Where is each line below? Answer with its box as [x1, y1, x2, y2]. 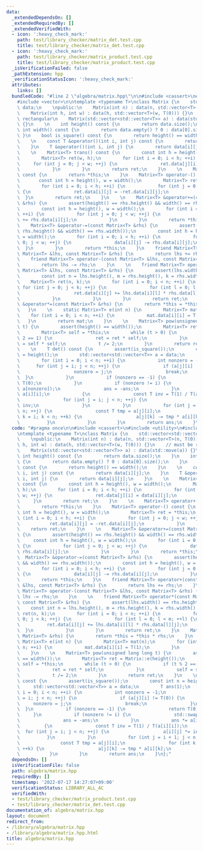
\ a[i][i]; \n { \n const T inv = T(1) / [17, 391, 188, 397]
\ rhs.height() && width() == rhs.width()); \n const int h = [17, 228, 193, 234]
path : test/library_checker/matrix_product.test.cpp [17, 54, 153, 60]
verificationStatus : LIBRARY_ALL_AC [11, 784, 104, 791]
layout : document [6, 813, 50, 819]
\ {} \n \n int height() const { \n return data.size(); [17, 122, 193, 128]
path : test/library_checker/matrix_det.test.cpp [17, 37, 142, 43]
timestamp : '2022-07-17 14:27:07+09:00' [11, 779, 115, 785]
